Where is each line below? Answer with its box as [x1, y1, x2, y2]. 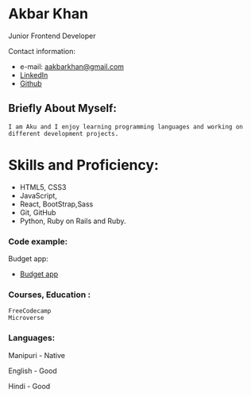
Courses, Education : [8, 289, 91, 300]
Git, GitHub [19, 207, 56, 217]
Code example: [8, 236, 68, 247]
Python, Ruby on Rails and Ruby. [19, 216, 126, 225]
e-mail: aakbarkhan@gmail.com [19, 61, 125, 71]
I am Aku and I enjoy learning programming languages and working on [8, 122, 244, 131]
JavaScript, [19, 191, 58, 200]
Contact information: [8, 46, 76, 56]
